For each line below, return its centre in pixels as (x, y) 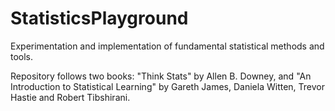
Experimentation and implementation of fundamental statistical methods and (167, 46)
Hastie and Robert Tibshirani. (70, 97)
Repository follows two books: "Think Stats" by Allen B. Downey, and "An (161, 76)
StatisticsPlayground (99, 18)
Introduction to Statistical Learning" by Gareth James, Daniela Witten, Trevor (168, 86)
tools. (22, 56)
